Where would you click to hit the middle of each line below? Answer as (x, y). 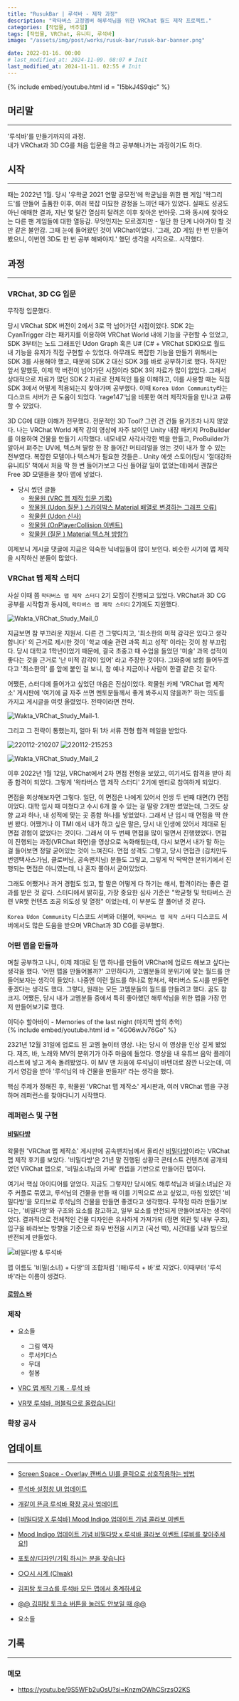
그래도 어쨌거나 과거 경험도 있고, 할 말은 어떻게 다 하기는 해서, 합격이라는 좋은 (115, 883)
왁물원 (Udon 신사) (55, 516)
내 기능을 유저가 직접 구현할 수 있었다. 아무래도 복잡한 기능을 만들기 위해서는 (113, 352)
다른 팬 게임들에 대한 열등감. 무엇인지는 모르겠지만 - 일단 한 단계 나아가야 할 (119, 221)
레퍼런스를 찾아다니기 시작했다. (63, 1095)
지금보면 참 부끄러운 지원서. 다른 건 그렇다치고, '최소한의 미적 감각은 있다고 (111, 633)
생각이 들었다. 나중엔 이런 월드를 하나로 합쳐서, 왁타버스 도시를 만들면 (134, 980)
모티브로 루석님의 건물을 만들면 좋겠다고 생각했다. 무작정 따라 (118, 1202)
